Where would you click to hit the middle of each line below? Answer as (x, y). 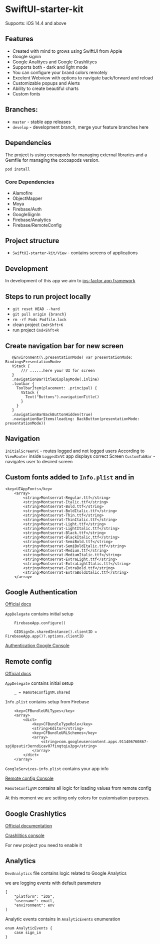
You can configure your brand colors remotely (60, 72)
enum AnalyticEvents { (29, 928)
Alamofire (22, 193)
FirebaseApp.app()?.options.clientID (44, 637)
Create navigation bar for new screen (64, 346)
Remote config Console (29, 778)
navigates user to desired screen (39, 461)
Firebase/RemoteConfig (37, 225)
